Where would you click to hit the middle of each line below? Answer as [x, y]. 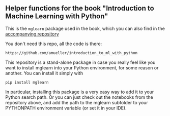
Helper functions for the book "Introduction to [80, 8]
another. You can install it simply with [44, 73]
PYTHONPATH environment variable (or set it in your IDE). [66, 108]
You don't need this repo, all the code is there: [54, 44]
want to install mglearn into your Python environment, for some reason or [82, 67]
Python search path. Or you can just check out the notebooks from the [79, 97]
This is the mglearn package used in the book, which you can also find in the [85, 28]
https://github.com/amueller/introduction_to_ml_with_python [72, 53]
